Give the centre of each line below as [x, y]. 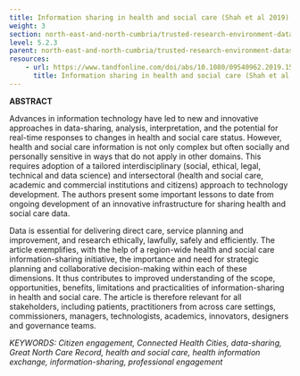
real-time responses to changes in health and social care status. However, [146, 137]
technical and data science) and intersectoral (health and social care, [136, 175]
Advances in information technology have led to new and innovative [134, 118]
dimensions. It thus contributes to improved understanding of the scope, [142, 278]
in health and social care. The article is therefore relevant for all [126, 297]
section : [25, 34]
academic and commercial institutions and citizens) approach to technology [149, 185]
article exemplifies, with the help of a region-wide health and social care [142, 249]
